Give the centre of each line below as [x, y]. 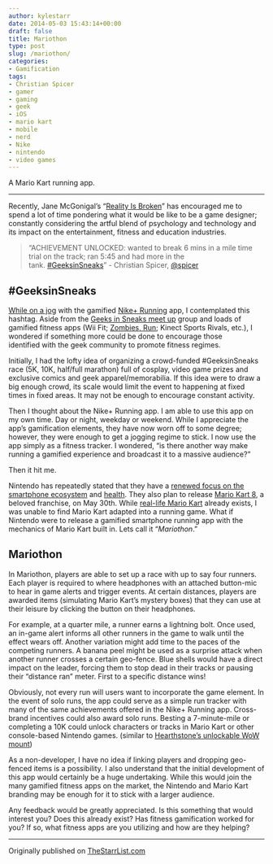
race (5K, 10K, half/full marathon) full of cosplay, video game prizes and [128, 369]
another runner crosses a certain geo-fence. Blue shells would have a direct [136, 659]
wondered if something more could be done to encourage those [115, 336]
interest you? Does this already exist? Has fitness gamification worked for [131, 818]
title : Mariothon [38, 39]
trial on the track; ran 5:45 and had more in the [106, 256]
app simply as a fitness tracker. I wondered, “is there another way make [128, 446]
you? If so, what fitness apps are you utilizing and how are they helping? [129, 827]
